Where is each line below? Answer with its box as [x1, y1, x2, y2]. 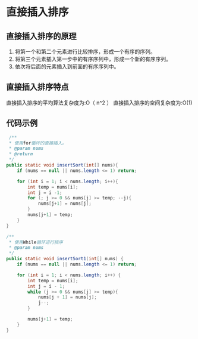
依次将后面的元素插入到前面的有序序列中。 [14, 63, 120, 70]
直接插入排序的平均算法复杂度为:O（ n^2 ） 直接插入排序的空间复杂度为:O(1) [6, 99, 193, 106]
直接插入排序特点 [6, 82, 69, 93]
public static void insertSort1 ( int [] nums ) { [6, 256, 124, 262]
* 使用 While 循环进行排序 [8, 239, 64, 245]
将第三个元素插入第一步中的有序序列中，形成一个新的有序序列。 [14, 56, 171, 63]
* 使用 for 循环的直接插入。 [8, 140, 67, 146]
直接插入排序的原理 [6, 31, 77, 41]
